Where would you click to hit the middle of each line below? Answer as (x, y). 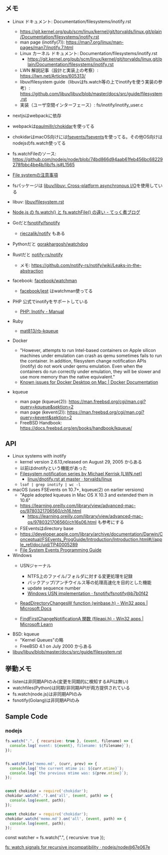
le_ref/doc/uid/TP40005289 (49, 544)
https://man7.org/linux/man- (95, 42)
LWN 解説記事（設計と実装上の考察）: (59, 70)
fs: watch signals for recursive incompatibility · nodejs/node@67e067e (78, 847)
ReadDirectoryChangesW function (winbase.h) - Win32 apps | (84, 603)
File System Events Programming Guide (60, 550)
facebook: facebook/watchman (45, 280)
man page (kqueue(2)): (44, 401)
